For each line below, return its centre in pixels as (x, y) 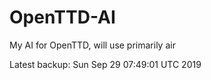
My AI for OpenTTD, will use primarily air (92, 45)
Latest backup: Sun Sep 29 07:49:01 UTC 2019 (105, 64)
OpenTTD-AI (62, 17)
